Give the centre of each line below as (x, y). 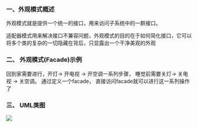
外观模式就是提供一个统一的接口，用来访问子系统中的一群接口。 (83, 23)
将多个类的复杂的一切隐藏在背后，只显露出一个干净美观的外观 (81, 43)
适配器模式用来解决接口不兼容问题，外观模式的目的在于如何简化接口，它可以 (99, 36)
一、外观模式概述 (30, 9)
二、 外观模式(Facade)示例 (44, 60)
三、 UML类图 (26, 105)
